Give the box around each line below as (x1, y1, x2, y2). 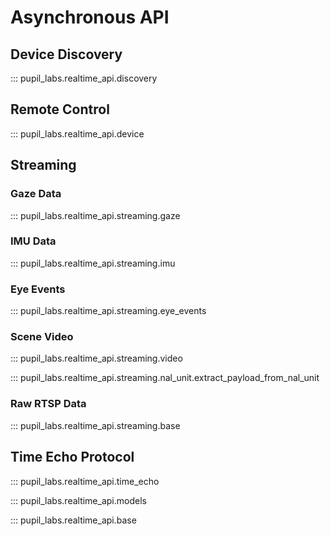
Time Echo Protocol (10, 449, 135, 466)
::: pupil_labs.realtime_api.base (10, 514, 137, 526)
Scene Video (10, 330, 74, 344)
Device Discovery (10, 46, 123, 63)
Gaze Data (10, 187, 62, 201)
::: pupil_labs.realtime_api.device (10, 127, 145, 140)
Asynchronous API (10, 6, 170, 29)
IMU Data (10, 234, 57, 248)
